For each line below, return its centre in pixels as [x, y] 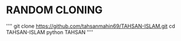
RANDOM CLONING [55, 10]
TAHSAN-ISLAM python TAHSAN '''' [50, 32]
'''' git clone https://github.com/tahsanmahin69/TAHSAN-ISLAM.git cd [90, 26]
